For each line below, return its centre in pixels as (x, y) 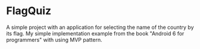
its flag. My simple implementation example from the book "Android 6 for (95, 33)
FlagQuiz (29, 11)
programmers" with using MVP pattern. (54, 40)
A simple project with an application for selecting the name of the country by (100, 27)
